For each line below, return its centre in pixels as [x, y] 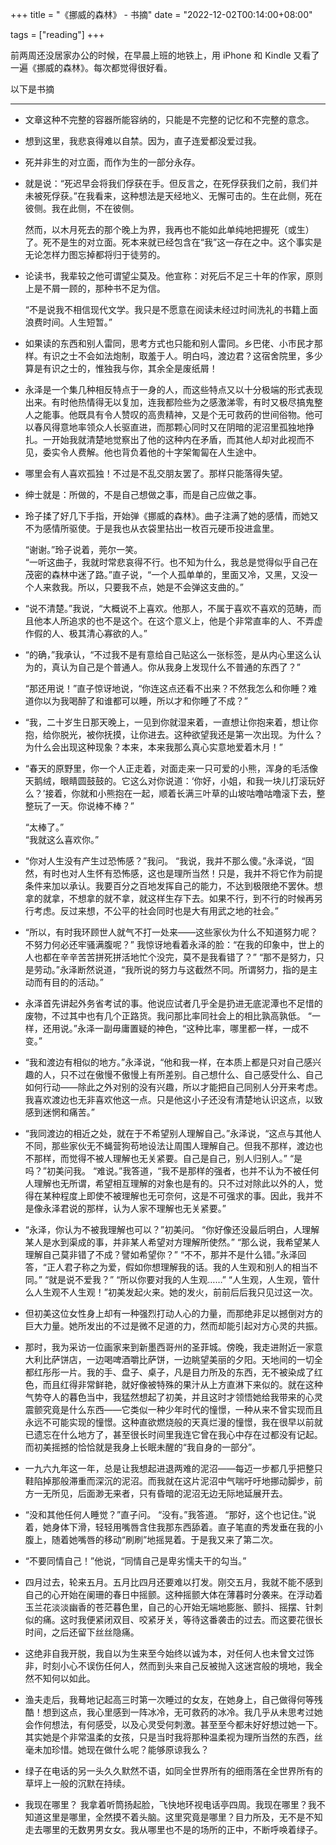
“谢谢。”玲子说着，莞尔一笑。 [83, 549]
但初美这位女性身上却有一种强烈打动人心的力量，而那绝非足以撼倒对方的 [173, 1313]
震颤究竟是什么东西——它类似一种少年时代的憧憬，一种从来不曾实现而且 [173, 1409]
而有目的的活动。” [68, 982]
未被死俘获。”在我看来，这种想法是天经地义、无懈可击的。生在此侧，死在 [173, 196]
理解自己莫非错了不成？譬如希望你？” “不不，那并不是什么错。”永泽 [161, 1254]
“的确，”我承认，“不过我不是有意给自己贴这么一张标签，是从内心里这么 [168, 654]
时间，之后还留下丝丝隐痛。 [82, 1632]
